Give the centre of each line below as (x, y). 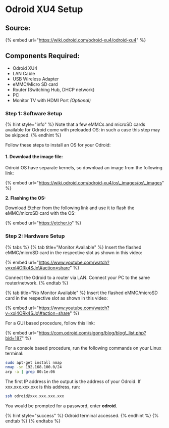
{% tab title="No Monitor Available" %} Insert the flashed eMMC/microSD (81, 293)
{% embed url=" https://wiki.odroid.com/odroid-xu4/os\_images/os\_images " (85, 183)
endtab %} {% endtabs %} (33, 421)
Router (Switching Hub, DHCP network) (53, 89)
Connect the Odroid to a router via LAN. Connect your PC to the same (78, 277)
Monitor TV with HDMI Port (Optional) (52, 100)
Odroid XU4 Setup (44, 9)
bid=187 (14, 338)
